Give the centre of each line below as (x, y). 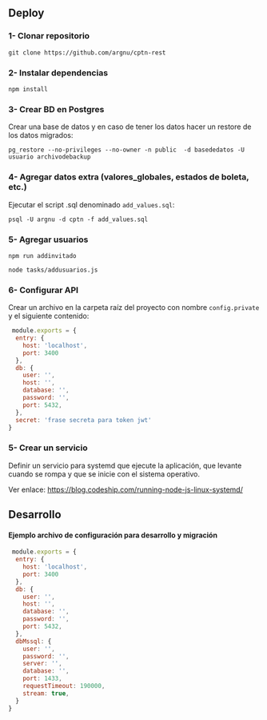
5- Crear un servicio (48, 448)
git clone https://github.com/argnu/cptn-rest (87, 52)
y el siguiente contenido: (49, 316)
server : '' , (42, 664)
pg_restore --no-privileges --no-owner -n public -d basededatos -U (127, 150)
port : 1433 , (42, 679)
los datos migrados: (41, 135)
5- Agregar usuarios (48, 239)
